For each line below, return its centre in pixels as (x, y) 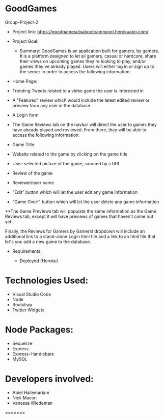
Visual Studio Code (32, 294)
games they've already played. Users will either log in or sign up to (87, 66)
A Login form (25, 115)
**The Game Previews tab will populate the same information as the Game (81, 211)
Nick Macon (24, 398)
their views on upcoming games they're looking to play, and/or (83, 61)
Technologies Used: (47, 281)
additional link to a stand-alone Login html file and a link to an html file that (80, 236)
